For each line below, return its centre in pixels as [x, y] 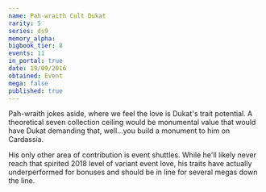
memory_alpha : [32, 38]
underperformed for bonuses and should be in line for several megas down [133, 172]
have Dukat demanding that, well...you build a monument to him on [119, 131]
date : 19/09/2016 [37, 69]
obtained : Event [35, 76]
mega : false [28, 83]
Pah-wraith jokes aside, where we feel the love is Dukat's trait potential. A [131, 114]
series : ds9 [28, 31]
